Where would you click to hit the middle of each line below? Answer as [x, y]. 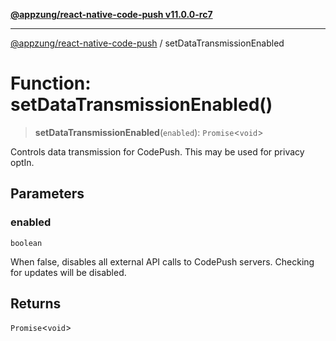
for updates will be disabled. [68, 272]
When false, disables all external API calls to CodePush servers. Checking [162, 261]
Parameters [47, 194]
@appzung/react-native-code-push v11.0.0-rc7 [111, 14]
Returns [36, 304]
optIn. [22, 162]
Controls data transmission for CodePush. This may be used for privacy [157, 151]
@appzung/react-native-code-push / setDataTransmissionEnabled [147, 43]
